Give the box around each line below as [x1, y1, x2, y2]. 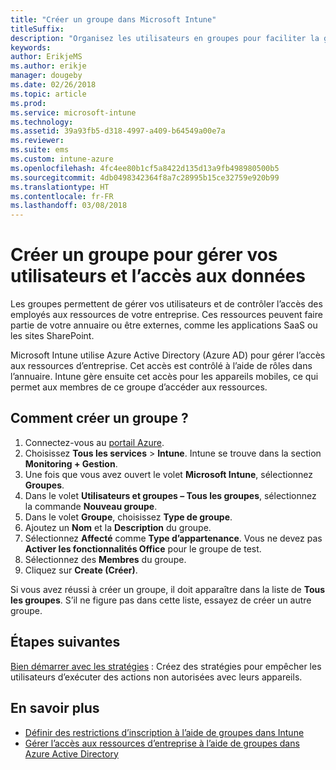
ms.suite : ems [10, 145, 70, 155]
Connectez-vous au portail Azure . [24, 436, 165, 448]
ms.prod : [10, 98, 47, 108]
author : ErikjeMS [10, 52, 83, 62]
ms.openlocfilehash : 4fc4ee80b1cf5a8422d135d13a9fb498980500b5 [10, 163, 280, 173]
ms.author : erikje [10, 61, 87, 71]
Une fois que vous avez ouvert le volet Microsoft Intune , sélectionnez [24, 468, 314, 480]
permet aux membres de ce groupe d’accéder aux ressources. [10, 381, 268, 393]
